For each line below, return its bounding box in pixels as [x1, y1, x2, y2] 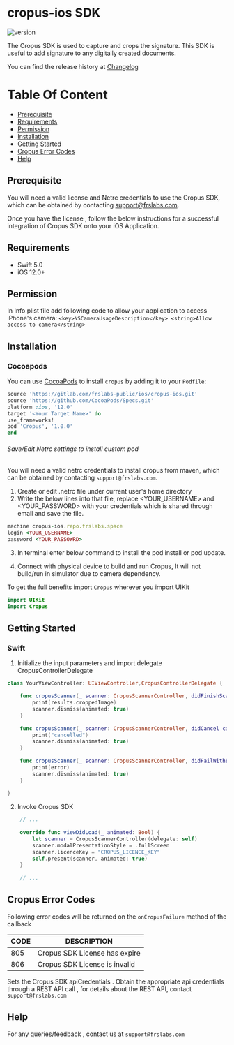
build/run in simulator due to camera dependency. [17, 569, 161, 577]
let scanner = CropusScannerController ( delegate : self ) [32, 836, 198, 843]
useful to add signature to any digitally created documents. [7, 49, 176, 57]
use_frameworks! [7, 417, 54, 424]
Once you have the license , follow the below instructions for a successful [7, 214, 219, 223]
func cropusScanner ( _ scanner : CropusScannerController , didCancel [19, 725, 219, 732]
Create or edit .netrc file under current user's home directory [17, 487, 192, 496]
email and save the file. [17, 510, 84, 518]
